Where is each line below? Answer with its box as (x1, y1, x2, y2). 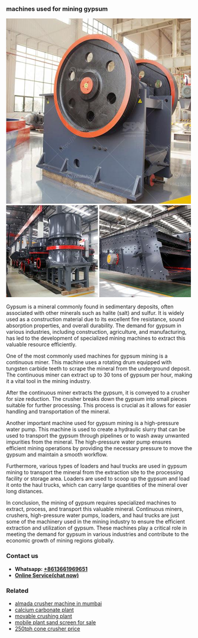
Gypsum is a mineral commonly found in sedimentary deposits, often (6, 303, 174, 310)
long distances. (6, 488, 44, 495)
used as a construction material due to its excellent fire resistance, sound (6, 316, 184, 323)
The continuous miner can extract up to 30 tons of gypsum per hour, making (6, 371, 193, 378)
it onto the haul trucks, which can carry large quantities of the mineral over (6, 481, 188, 489)
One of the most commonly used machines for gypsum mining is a (6, 352, 168, 360)
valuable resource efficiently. (6, 341, 77, 348)
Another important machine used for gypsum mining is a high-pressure (6, 420, 179, 427)
